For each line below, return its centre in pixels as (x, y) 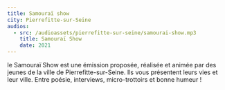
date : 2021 (35, 45)
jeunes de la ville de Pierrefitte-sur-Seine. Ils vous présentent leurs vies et (112, 72)
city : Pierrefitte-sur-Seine (49, 20)
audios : (18, 26)
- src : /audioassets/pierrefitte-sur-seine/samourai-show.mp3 (105, 33)
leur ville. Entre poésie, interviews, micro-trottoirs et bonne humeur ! (105, 79)
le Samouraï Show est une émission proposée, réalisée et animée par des (112, 65)
